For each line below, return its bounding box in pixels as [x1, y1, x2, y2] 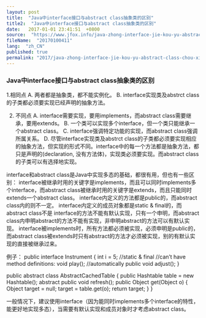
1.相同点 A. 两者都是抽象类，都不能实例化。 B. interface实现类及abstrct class [6, 91, 200, 98]
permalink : [6, 55, 34, 61]
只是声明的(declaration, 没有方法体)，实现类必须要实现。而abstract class [15, 150, 199, 157]
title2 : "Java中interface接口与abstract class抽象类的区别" [6, 20, 156, 26]
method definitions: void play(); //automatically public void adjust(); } [6, 260, 180, 267]
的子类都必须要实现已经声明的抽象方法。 [6, 99, 109, 106]
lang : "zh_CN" [6, 44, 45, 50]
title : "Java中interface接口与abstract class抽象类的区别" [6, 15, 154, 21]
